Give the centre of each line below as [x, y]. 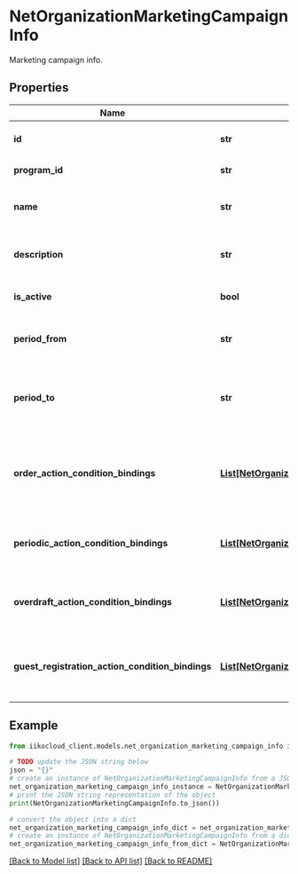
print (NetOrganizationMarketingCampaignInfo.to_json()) [114, 803]
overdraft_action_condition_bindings [93, 601]
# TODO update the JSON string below [79, 762]
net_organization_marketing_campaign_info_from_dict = [113, 844]
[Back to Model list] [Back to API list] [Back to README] [111, 861]
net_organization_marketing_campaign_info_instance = [111, 787]
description [39, 254]
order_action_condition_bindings [85, 473]
